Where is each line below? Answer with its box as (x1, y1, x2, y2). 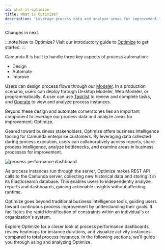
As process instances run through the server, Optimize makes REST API (5, 168, 150, 174)
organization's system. (5, 214, 51, 220)
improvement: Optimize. (5, 119, 54, 125)
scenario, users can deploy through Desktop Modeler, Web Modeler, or (5, 89, 149, 95)
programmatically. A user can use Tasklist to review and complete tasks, (5, 94, 151, 100)
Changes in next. (5, 30, 39, 36)
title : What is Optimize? (5, 12, 58, 17)
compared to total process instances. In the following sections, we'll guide (5, 234, 155, 240)
